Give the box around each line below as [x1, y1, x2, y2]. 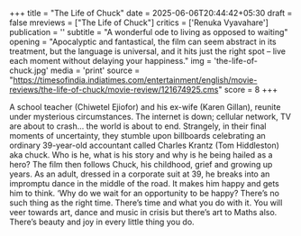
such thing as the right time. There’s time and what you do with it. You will [9, 197, 283, 208]
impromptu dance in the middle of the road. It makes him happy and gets [9, 178, 279, 188]
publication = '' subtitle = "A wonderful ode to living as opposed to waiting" [9, 27, 288, 37]
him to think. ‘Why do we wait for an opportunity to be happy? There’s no [9, 188, 279, 198]
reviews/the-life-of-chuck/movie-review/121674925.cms [9, 85, 219, 95]
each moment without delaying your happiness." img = [9, 56, 213, 66]
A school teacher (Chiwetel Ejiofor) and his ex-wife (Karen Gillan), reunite [9, 102, 281, 112]
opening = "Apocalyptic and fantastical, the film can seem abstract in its [9, 36, 277, 47]
